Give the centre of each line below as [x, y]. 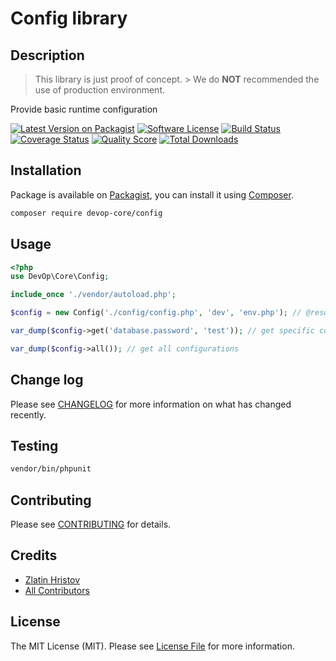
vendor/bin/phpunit [51, 469]
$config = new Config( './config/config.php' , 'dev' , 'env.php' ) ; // [156, 313]
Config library [69, 18]
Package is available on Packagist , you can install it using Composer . [152, 194]
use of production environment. [100, 90]
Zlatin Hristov [52, 579]
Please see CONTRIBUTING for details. [91, 524]
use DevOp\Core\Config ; [60, 277]
